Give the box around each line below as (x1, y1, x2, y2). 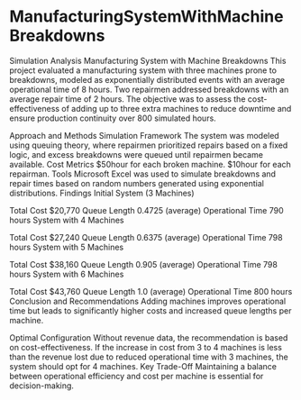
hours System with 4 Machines (9, 214, 124, 225)
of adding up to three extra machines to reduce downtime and (61, 103, 292, 114)
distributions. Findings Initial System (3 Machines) (9, 187, 196, 198)
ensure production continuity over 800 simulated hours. (9, 113, 216, 123)
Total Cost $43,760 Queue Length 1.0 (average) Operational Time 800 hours (9, 286, 293, 296)
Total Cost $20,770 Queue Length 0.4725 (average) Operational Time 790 (9, 205, 284, 215)
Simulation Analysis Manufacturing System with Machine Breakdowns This (9, 55, 287, 66)
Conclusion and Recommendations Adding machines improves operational (9, 295, 287, 306)
